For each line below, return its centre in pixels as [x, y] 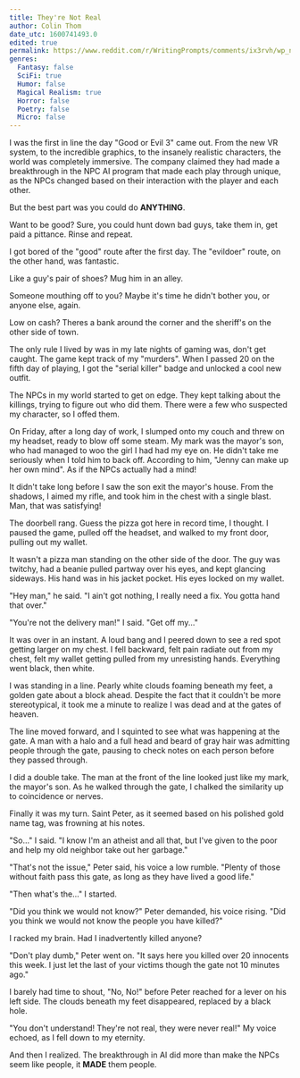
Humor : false [42, 84]
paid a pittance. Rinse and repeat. [71, 234]
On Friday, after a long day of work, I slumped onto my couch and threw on [147, 432]
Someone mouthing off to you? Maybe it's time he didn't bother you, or [140, 296]
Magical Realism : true [59, 92]
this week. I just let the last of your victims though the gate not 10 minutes [145, 965]
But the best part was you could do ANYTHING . [97, 207]
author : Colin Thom [46, 26]
